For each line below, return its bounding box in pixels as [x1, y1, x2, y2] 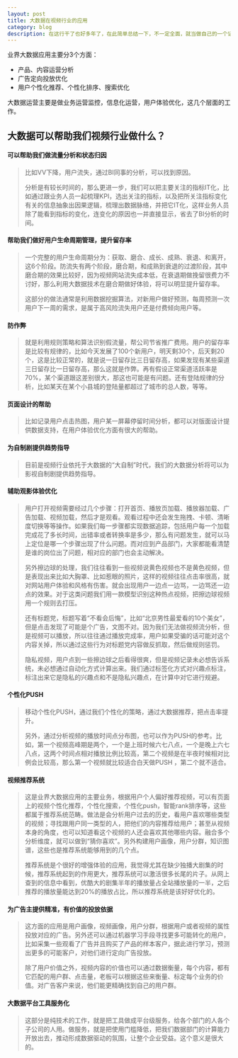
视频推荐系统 [7, 775, 45, 784]
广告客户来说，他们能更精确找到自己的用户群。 [43, 982, 181, 990]
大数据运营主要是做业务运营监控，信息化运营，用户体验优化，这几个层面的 [7, 98, 225, 107]
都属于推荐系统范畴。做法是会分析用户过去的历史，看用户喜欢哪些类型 [24, 810, 230, 819]
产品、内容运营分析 [17, 65, 74, 74]
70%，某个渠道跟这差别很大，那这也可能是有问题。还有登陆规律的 [24, 373, 219, 382]
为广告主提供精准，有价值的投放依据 [7, 904, 113, 914]
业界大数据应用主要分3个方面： [7, 50, 98, 59]
